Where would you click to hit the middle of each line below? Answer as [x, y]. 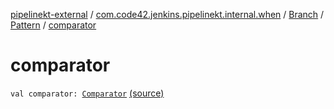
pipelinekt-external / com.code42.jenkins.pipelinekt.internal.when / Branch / [167, 14]
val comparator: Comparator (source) [87, 93]
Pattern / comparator [53, 25]
